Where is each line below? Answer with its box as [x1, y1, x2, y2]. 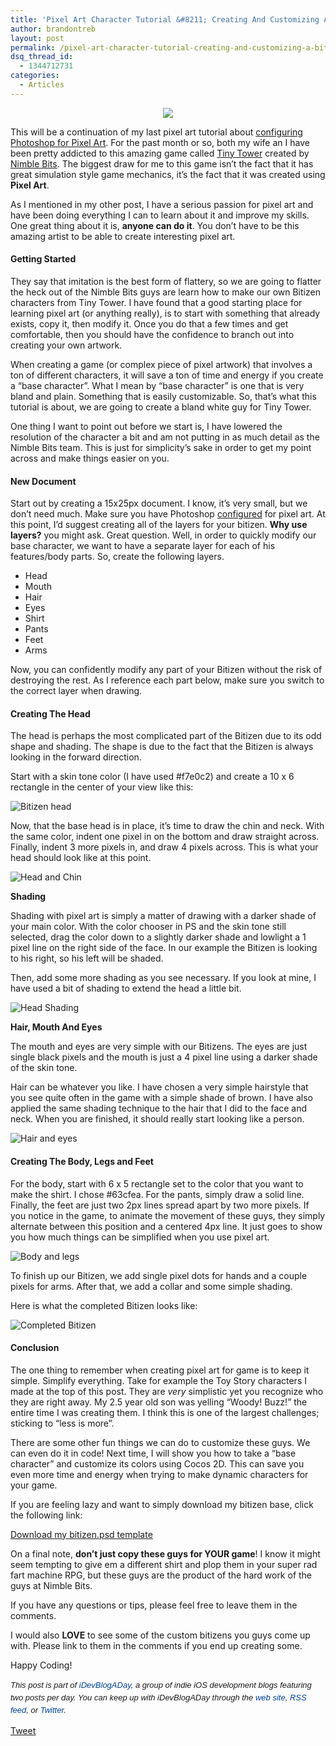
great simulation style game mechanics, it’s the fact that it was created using [10, 168, 326, 180]
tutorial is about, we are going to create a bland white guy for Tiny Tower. [10, 401, 312, 413]
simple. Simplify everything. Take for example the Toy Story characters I [10, 1374, 307, 1386]
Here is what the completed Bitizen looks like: [10, 1299, 198, 1311]
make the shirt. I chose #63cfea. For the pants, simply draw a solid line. [10, 1188, 305, 1200]
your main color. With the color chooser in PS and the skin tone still [10, 921, 287, 933]
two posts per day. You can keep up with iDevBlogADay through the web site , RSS [10, 1692, 307, 1703]
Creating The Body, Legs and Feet [10, 1155, 154, 1167]
